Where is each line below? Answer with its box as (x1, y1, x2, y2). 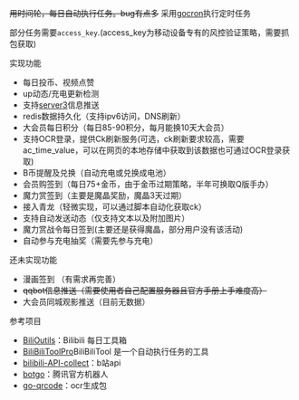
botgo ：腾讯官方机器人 (22, 369, 109, 379)
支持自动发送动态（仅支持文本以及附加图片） (22, 213, 190, 224)
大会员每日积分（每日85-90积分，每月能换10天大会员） (22, 122, 229, 133)
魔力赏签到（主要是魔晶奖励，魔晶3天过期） (22, 190, 188, 201)
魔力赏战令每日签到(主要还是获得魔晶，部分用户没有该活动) (22, 224, 244, 234)
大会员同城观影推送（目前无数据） (22, 297, 150, 307)
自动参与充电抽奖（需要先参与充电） (22, 235, 159, 246)
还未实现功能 (9, 254, 57, 265)
